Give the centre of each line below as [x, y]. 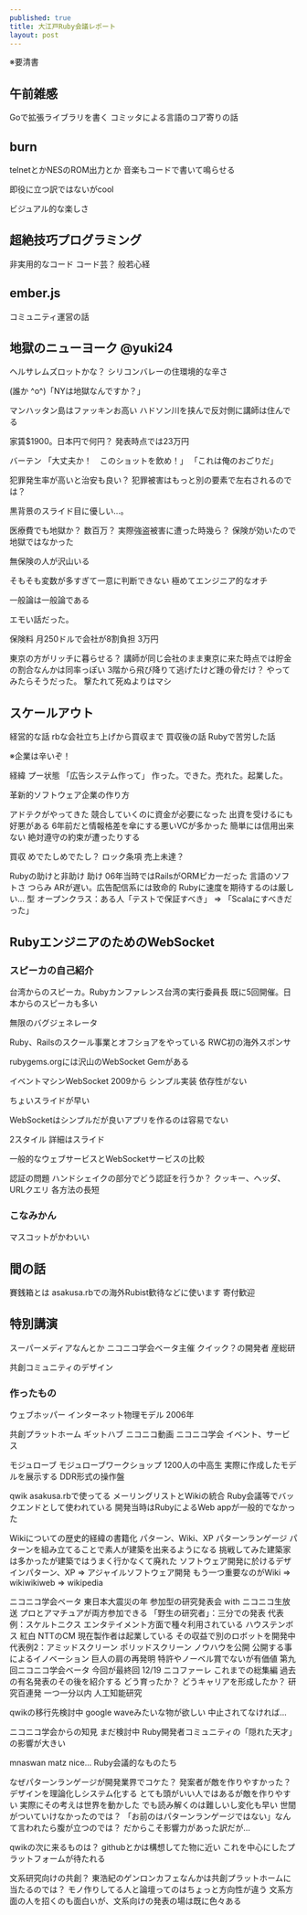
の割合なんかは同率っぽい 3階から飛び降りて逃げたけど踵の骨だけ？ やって [150, 670]
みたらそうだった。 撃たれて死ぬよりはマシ [90, 681]
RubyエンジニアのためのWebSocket [112, 942]
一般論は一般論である [49, 601]
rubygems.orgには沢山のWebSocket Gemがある [100, 1061]
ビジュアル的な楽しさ [49, 208]
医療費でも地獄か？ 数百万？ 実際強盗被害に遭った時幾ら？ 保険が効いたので [153, 530]
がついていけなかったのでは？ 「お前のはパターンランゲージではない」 [143, 1816]
